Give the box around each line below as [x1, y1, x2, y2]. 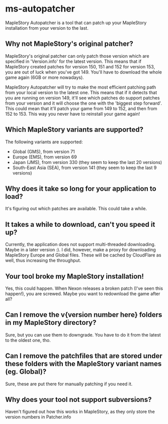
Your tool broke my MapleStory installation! [5, 272, 144, 281]
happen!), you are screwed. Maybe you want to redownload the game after [5, 291, 160, 297]
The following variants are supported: [5, 139, 83, 145]
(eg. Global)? [5, 368, 47, 376]
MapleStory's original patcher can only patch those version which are [5, 53, 149, 59]
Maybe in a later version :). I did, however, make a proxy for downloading [5, 247, 156, 253]
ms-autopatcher [5, 3, 75, 15]
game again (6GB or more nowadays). [5, 74, 84, 80]
